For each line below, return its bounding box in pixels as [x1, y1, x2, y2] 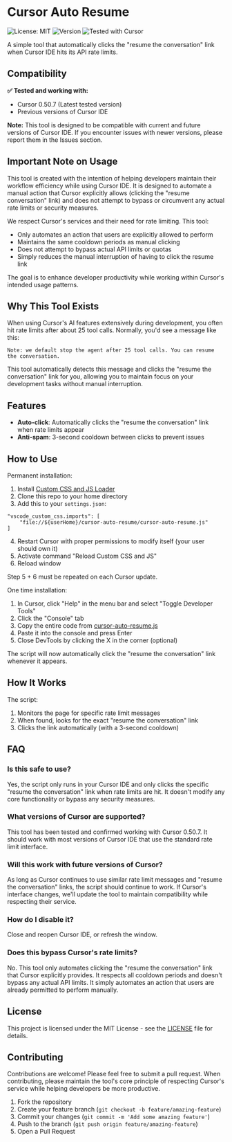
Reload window [17, 559, 61, 568]
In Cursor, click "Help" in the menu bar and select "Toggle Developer [17, 599, 213, 608]
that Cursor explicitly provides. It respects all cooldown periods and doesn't [7, 970, 222, 979]
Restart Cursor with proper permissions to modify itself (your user [17, 537, 205, 545]
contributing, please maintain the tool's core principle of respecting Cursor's [7, 1077, 224, 1085]
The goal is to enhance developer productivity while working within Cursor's [7, 273, 224, 281]
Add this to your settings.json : [17, 500, 107, 507]
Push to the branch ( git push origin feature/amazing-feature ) [17, 1120, 198, 1128]
